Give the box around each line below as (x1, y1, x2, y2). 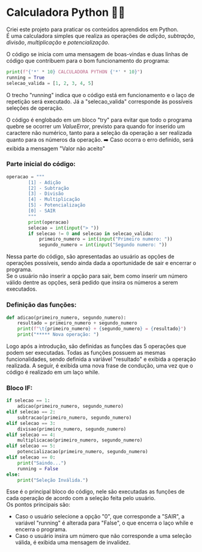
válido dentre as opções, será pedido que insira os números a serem (6, 279, 178, 286)
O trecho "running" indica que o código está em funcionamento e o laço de (6, 91, 195, 98)
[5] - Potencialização (28, 202, 86, 208)
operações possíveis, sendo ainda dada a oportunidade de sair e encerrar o (6, 260, 197, 267)
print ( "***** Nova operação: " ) (17, 332, 99, 338)
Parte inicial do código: (6, 160, 76, 169)
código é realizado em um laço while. (6, 369, 100, 376)
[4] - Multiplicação (28, 197, 80, 203)
